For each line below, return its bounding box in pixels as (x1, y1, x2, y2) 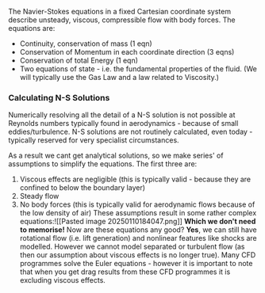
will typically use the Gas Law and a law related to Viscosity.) (19, 73, 220, 82)
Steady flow (19, 192, 60, 201)
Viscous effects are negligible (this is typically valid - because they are (19, 174, 252, 185)
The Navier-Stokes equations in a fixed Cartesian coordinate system (8, 7, 232, 16)
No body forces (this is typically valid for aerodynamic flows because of (19, 200, 255, 209)
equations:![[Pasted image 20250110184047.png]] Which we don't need (19, 217, 256, 226)
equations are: (8, 24, 56, 32)
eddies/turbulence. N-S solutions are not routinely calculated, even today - (8, 127, 253, 137)
